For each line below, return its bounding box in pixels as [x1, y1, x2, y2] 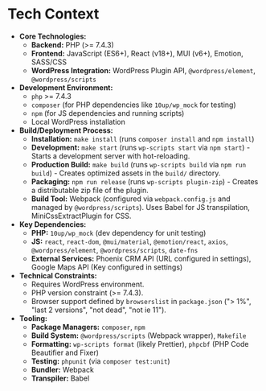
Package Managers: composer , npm [31, 322, 145, 331]
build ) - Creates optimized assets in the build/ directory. [31, 168, 221, 178]
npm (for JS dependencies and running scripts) [31, 108, 185, 117]
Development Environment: [18, 82, 113, 93]
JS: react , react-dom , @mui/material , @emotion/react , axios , [31, 237, 228, 246]
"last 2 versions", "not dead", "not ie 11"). [31, 305, 166, 315]
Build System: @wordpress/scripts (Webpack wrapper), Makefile [31, 331, 247, 340]
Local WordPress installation [31, 117, 126, 126]
